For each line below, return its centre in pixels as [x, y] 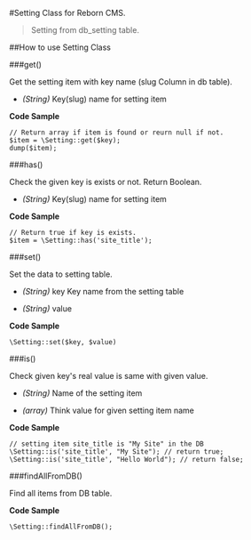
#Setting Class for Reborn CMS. [67, 13]
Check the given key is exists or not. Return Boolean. [106, 182]
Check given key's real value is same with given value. [109, 376]
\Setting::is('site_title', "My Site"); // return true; [117, 452]
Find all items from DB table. [61, 493]
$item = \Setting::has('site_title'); [81, 240]
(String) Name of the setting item [82, 393]
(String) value [47, 309]
